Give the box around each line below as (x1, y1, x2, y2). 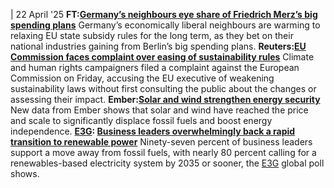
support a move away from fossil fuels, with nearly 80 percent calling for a (10, 147, 317, 158)
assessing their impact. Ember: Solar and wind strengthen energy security (10, 94, 321, 105)
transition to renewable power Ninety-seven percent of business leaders (10, 136, 313, 148)
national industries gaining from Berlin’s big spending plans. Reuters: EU (10, 40, 307, 52)
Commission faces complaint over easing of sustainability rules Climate (10, 51, 315, 63)
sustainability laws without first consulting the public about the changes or (10, 83, 317, 94)
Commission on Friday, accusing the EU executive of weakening (10, 72, 275, 84)
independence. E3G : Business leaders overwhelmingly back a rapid (10, 125, 296, 137)
